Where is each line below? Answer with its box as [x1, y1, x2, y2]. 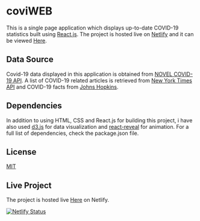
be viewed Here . [6, 37, 47, 44]
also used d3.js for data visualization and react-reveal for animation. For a [6, 123, 189, 130]
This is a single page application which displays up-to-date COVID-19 [6, 24, 179, 31]
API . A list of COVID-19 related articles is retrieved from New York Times [13, 76, 193, 84]
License [6, 146, 37, 157]
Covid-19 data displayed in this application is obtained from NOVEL [6, 70, 173, 78]
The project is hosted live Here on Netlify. [6, 196, 110, 204]
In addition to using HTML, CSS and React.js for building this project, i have [6, 116, 193, 124]
